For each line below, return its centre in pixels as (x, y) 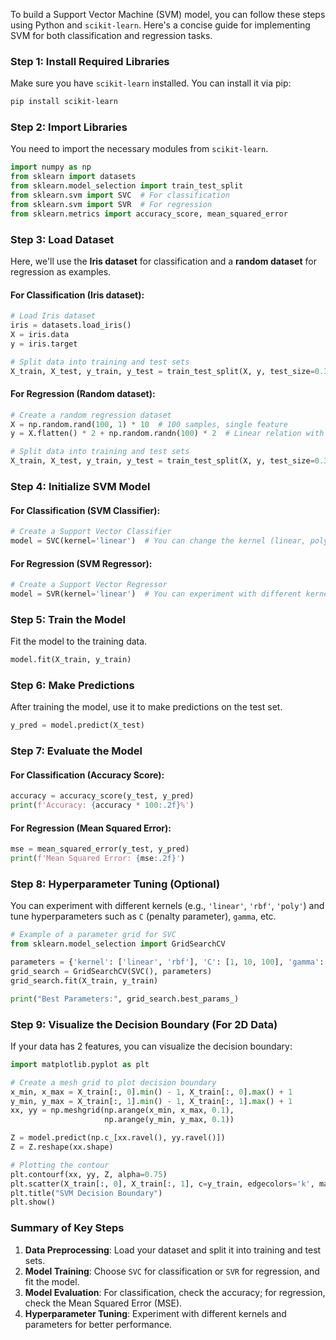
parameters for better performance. (98, 1324)
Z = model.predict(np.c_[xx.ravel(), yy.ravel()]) (118, 1138)
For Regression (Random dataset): (83, 394)
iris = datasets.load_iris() (71, 325)
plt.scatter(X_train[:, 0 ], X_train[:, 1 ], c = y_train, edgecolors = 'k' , (162, 1184)
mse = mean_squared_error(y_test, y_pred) (100, 849)
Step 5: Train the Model (68, 619)
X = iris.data (40, 334)
